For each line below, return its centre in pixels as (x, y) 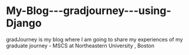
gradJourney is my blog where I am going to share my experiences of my (95, 39)
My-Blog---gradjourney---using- (89, 11)
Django (24, 23)
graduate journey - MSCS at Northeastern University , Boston (80, 46)
